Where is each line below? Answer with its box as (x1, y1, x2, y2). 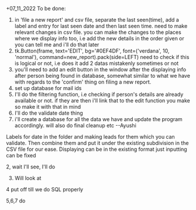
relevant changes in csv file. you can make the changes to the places (14, 29, 181, 36)
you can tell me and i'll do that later (14, 41, 99, 48)
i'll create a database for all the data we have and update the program (14, 116, 183, 122)
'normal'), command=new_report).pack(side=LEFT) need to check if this (14, 54, 190, 60)
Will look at (14, 175, 42, 181)
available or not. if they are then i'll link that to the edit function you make (14, 97, 190, 104)
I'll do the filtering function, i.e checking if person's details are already (14, 91, 184, 98)
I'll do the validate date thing (14, 109, 83, 116)
